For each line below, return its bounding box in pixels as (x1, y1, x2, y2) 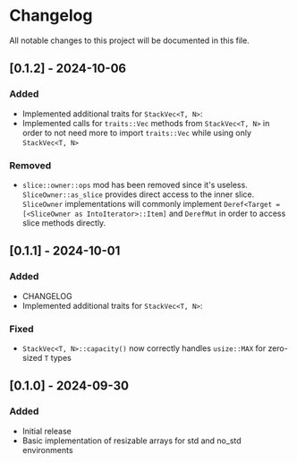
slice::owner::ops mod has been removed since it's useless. (21, 179, 248, 190)
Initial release (21, 425, 72, 436)
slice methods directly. (21, 217, 106, 228)
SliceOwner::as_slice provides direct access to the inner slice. (21, 189, 255, 200)
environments (21, 444, 73, 455)
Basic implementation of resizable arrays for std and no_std (21, 435, 242, 446)
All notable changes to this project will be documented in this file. (9, 35, 250, 46)
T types (44, 352, 72, 363)
